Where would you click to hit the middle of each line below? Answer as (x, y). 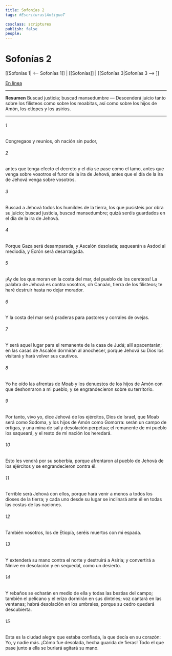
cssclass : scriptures (28, 24)
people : (14, 34)
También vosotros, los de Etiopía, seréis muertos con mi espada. (73, 532)
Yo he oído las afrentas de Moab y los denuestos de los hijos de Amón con (84, 384)
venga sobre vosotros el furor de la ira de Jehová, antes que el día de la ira (84, 174)
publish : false (21, 29)
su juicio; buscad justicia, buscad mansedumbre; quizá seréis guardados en (85, 213)
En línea (14, 83)
